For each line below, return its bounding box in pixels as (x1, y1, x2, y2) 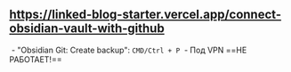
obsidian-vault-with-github (9, 21, 165, 36)
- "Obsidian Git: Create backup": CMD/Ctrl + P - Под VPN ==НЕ (11, 44, 247, 55)
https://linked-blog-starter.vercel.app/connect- (9, 7, 282, 22)
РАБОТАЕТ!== (9, 53, 62, 65)
